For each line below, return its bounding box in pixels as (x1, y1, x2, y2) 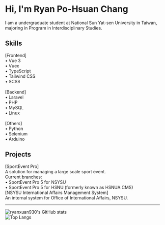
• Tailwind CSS (5, 73, 36, 79)
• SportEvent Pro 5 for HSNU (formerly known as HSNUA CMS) (5, 184, 134, 190)
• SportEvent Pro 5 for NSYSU (5, 179, 66, 185)
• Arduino (5, 136, 25, 142)
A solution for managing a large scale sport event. (5, 168, 106, 174)
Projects (5, 150, 31, 159)
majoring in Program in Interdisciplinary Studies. (5, 25, 102, 31)
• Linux (5, 110, 20, 116)
